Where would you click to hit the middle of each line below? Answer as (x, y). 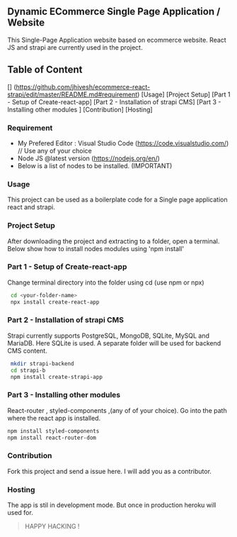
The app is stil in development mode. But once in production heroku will (112, 505)
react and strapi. (31, 207)
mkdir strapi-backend (42, 364)
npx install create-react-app (55, 302)
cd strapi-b (28, 370)
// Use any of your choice (54, 150)
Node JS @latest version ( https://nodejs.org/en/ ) (89, 158)
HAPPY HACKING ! (52, 526)
